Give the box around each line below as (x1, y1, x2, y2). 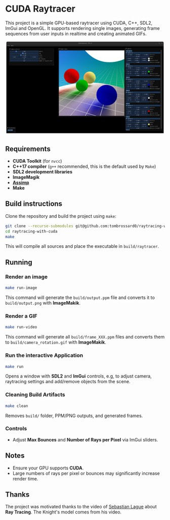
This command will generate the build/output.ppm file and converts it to (5, 294, 155, 301)
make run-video (5, 325, 37, 330)
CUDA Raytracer (5, 3, 76, 15)
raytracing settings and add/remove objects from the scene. (5, 379, 131, 385)
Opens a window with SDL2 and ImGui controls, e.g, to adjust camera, (5, 373, 152, 379)
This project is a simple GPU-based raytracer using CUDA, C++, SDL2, (5, 20, 153, 26)
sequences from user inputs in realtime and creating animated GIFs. (5, 30, 147, 36)
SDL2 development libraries (12, 169, 72, 175)
